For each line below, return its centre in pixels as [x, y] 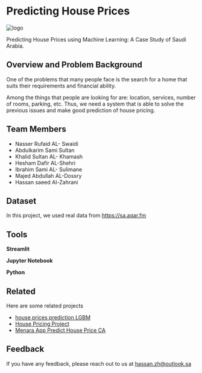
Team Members [36, 129]
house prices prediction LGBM [53, 317]
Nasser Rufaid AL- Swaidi [46, 143]
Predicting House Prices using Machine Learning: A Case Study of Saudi [96, 39]
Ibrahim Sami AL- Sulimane [49, 169]
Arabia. [15, 46]
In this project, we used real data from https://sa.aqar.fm [76, 216]
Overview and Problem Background [74, 65]
